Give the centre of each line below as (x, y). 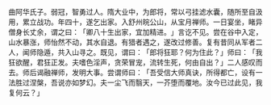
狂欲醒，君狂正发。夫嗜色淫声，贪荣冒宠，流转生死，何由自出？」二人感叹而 (135, 62)
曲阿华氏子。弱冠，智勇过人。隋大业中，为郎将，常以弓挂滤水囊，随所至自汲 (135, 12)
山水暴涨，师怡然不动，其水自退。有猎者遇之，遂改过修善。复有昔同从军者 (132, 42)
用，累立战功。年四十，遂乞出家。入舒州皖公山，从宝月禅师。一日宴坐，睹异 (135, 22)
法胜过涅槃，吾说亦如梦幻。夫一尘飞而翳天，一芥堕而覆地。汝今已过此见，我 (135, 82)
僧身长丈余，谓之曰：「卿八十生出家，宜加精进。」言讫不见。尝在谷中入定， (135, 32)
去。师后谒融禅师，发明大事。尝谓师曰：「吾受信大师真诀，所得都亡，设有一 (135, 72)
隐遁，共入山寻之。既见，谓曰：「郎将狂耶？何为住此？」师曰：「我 (149, 52)
